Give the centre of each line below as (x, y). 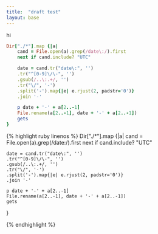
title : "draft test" (34, 12)
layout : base (23, 18)
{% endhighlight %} (31, 224)
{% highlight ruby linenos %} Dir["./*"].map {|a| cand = (75, 136)
